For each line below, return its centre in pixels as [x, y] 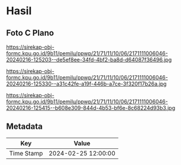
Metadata [24, 127]
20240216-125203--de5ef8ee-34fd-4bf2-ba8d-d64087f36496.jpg [89, 60]
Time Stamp [26, 153]
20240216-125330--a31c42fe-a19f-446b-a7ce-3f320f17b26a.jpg [86, 84]
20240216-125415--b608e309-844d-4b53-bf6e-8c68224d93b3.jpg [91, 108]
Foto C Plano [30, 33]
